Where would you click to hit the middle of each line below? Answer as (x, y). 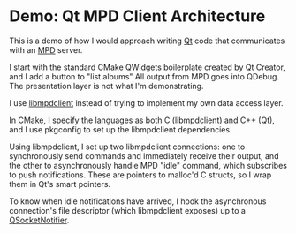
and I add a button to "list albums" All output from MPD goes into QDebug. (144, 76)
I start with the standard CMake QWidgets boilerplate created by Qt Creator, (147, 67)
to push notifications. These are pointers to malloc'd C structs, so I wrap (140, 175)
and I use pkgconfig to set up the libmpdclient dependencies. (121, 129)
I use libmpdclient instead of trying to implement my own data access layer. (147, 102)
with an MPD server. (46, 49)
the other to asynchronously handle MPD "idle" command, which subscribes (148, 165)
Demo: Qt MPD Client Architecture (137, 16)
